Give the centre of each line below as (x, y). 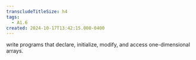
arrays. (15, 51)
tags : (13, 17)
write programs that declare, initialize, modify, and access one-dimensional (98, 45)
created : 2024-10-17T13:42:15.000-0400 (56, 28)
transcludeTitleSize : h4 (37, 11)
